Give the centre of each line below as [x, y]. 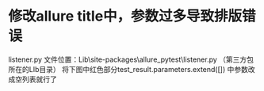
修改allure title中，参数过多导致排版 [125, 16]
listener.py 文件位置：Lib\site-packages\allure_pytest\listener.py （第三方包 [131, 59]
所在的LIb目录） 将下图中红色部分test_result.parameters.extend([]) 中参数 [128, 69]
